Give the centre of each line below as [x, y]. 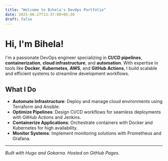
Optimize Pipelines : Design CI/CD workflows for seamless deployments [86, 112]
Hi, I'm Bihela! [34, 44]
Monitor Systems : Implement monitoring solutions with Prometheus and [87, 133]
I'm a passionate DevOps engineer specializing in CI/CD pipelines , [74, 57]
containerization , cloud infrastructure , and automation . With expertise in [82, 63]
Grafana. [21, 138]
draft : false [19, 19]
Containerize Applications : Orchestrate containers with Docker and [82, 122]
